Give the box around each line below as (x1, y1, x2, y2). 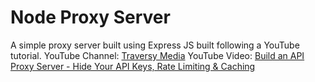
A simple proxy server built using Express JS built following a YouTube (10, 39, 300, 51)
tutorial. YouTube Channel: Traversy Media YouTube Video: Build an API (10, 49, 305, 61)
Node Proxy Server (10, 6, 171, 29)
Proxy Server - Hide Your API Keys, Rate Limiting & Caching (10, 60, 256, 72)
